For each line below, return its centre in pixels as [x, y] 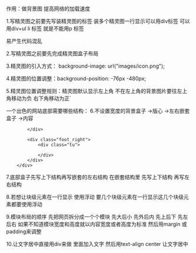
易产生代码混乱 [24, 41]
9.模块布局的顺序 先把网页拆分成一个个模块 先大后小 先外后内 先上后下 [91, 217]
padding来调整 [24, 232]
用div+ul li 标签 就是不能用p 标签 [45, 29]
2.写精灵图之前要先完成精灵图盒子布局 [52, 54]
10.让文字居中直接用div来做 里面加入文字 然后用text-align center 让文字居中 [97, 244]
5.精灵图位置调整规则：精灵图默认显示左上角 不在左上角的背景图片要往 [92, 91]
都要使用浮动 [26, 204]
